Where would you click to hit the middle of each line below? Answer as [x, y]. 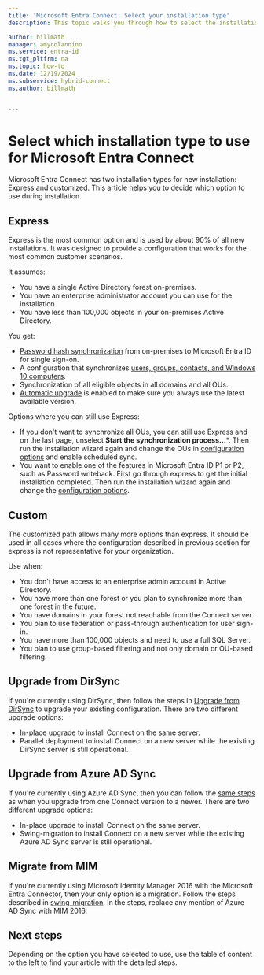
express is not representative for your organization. [91, 551]
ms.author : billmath [42, 88]
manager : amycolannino [45, 44]
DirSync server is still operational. [74, 749]
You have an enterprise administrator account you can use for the [126, 295]
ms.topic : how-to [37, 67]
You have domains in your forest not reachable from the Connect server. [136, 615]
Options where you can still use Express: [74, 417]
